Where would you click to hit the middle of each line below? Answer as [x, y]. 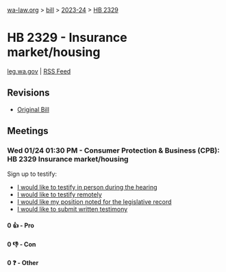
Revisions [28, 93]
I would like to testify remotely [60, 194]
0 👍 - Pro [21, 225]
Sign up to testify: [32, 174]
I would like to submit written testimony [72, 209]
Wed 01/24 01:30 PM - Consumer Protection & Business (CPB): [114, 150]
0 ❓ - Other [23, 263]
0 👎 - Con [22, 244]
